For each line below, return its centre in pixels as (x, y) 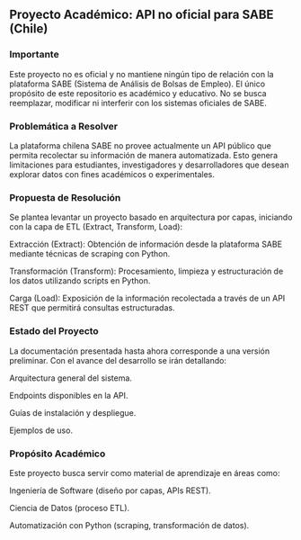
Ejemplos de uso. (41, 430)
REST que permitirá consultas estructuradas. (92, 308)
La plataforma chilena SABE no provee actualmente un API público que (140, 145)
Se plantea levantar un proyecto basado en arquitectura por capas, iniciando (151, 217)
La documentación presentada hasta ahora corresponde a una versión (140, 351)
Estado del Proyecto (54, 331)
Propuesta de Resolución (65, 197)
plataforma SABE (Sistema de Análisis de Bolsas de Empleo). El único (137, 84)
